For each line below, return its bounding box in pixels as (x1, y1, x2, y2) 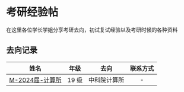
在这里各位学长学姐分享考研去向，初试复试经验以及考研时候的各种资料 (6, 26, 178, 33)
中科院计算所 (88, 75, 125, 84)
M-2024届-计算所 (9, 75, 62, 84)
